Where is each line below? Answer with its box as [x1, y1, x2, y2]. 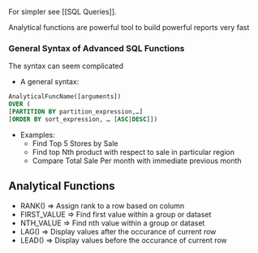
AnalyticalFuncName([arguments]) [8, 92, 122, 101]
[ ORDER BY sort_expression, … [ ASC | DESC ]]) [8, 115, 158, 123]
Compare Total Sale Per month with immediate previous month [32, 156, 242, 165]
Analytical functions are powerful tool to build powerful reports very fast [8, 23, 250, 32]
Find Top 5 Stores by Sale [32, 138, 118, 148]
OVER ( [8, 101, 31, 109]
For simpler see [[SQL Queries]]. [8, 7, 117, 16]
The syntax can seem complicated [8, 61, 124, 71]
